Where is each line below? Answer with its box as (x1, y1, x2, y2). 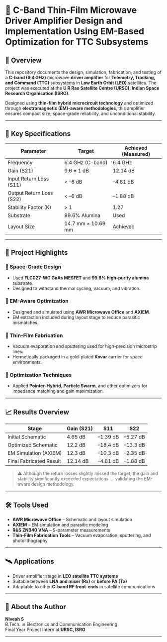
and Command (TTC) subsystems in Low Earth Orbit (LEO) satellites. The (5, 80, 157, 86)
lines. (12, 348, 24, 355)
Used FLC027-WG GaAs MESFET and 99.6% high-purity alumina (12, 275, 149, 281)
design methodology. (31, 481, 75, 487)
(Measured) (121, 150, 151, 157)
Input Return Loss (7, 175, 49, 182)
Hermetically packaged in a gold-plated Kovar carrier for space (12, 354, 143, 360)
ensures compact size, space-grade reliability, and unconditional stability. (5, 110, 156, 116)
